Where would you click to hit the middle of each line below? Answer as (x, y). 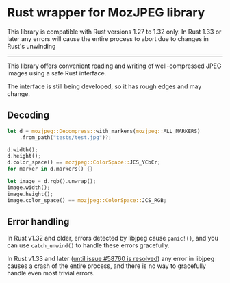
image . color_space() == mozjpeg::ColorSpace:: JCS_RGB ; (87, 200)
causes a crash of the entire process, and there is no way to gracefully (107, 266)
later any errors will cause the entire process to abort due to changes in (108, 38)
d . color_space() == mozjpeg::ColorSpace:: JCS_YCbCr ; (84, 162)
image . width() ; (29, 187)
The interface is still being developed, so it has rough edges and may (104, 86)
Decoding (28, 115)
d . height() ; (24, 156)
